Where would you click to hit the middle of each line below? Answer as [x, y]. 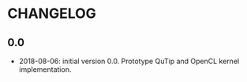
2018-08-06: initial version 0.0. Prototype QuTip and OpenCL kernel [129, 61]
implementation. [45, 70]
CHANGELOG [52, 14]
